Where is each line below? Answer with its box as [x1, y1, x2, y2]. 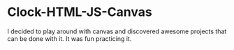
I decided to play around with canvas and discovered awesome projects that [7, 27, 227, 35]
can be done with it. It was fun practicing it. [7, 34, 132, 42]
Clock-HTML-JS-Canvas [7, 4, 152, 20]
